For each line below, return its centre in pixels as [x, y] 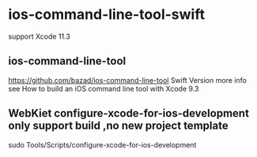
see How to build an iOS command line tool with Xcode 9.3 [104, 88]
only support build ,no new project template [118, 126]
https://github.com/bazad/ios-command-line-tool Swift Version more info [128, 80]
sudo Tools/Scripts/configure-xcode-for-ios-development [102, 144]
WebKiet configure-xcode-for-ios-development [128, 113]
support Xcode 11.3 [40, 36]
